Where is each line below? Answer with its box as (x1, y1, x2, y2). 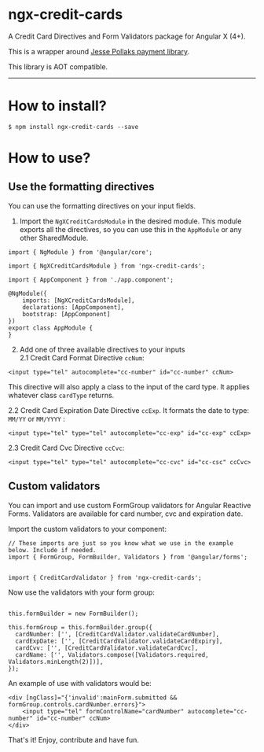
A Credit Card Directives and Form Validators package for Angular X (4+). (8, 31, 246, 41)
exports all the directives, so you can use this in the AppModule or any (19, 224, 242, 234)
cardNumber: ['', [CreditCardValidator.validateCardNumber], (15, 630, 220, 638)
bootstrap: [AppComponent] (22, 310, 111, 318)
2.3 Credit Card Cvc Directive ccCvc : (8, 443, 125, 452)
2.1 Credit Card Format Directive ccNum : (19, 352, 145, 363)
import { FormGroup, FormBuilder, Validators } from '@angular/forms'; (8, 553, 247, 561)
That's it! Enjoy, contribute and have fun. (8, 735, 140, 744)
